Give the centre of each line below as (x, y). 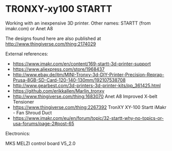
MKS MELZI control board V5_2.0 (41, 143)
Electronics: (18, 133)
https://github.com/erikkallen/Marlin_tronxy (59, 91)
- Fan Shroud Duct (32, 113)
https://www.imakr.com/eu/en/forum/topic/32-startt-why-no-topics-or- (88, 118)
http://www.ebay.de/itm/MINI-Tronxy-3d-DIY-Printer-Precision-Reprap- (88, 74)
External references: (27, 54)
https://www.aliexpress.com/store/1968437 (59, 69)
